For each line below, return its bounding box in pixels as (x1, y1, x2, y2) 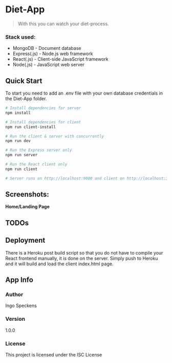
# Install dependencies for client (5, 119, 81, 124)
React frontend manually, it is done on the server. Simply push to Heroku (5, 255, 158, 261)
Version (5, 315, 26, 322)
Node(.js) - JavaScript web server (12, 62, 84, 68)
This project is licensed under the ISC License (5, 351, 102, 358)
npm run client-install (5, 124, 56, 130)
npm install (5, 110, 31, 115)
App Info (5, 276, 33, 284)
